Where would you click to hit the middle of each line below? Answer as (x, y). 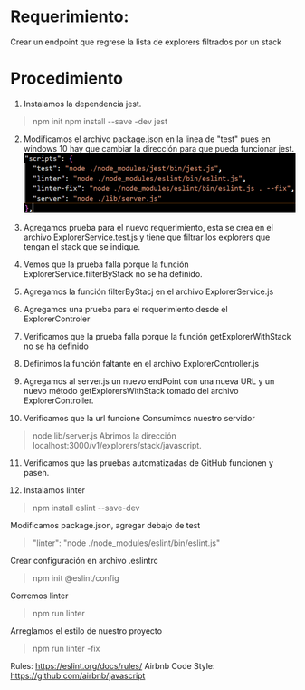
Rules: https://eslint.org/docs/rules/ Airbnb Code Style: (113, 665)
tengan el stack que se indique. (82, 246)
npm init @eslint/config (76, 577)
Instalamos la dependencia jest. (82, 103)
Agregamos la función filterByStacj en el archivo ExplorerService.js (148, 291)
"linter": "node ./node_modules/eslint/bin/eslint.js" (126, 543)
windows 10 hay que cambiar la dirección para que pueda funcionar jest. (159, 148)
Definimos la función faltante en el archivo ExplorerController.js (141, 363)
